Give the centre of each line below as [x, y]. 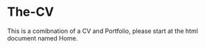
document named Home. [43, 38]
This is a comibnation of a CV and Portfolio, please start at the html [103, 31]
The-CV [30, 12]
